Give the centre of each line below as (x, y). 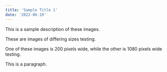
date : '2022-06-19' (26, 15)
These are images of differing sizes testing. (51, 39)
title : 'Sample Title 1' (31, 10)
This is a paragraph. (26, 64)
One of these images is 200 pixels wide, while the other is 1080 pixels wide (84, 49)
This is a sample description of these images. (53, 29)
